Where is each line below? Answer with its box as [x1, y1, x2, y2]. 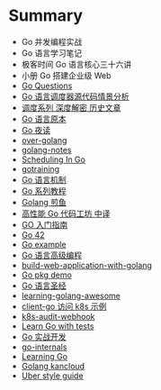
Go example [21, 239, 67, 249]
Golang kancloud [21, 360, 85, 371]
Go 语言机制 [21, 174, 67, 185]
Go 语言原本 [21, 113, 67, 124]
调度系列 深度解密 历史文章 [21, 102, 121, 113]
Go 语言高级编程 [21, 249, 83, 260]
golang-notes [21, 144, 72, 155]
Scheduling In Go [21, 154, 86, 165]
